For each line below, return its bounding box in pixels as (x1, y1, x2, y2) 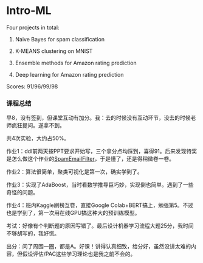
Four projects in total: (6, 24, 60, 31)
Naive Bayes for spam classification (15, 35, 105, 43)
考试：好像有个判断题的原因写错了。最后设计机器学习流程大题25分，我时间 (6, 222, 194, 230)
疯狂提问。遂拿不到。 (11, 122, 65, 129)
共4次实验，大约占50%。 (6, 135, 70, 142)
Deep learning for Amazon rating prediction (15, 71, 124, 78)
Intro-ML (6, 4, 52, 18)
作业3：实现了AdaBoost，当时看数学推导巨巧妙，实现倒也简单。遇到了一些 (6, 181, 194, 189)
